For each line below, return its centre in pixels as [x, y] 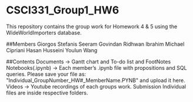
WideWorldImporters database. [44, 32]
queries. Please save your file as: [46, 74]
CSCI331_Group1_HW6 [63, 10]
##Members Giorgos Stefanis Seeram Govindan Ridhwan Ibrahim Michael [95, 44]
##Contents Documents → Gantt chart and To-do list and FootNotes [89, 62]
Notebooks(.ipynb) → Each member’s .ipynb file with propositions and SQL [96, 67]
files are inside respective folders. [47, 93]
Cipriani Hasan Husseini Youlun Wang [52, 50]
